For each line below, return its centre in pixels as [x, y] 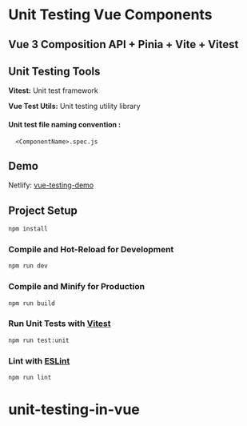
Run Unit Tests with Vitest [60, 324]
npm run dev [28, 266]
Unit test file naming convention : [65, 124]
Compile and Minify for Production [77, 287]
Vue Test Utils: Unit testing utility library [75, 106]
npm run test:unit [39, 340]
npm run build [32, 303]
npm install [28, 229]
